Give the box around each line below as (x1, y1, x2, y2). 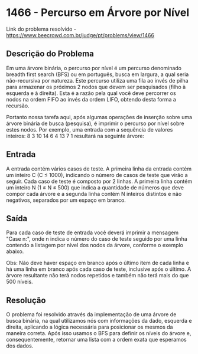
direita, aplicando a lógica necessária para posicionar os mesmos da (6, 323, 173, 330)
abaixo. (6, 248, 24, 255)
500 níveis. (6, 278, 34, 286)
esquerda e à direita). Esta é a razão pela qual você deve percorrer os (6, 89, 176, 97)
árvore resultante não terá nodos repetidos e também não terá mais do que (6, 272, 189, 279)
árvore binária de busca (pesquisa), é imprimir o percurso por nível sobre (6, 120, 184, 127)
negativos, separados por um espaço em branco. (6, 196, 126, 204)
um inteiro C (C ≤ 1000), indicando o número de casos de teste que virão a (6, 171, 188, 178)
